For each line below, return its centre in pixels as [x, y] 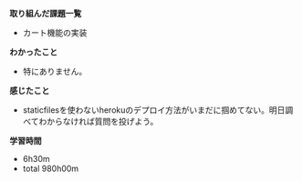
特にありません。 [55, 71]
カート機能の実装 [55, 33]
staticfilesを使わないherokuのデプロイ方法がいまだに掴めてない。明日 [154, 110]
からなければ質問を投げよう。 [103, 121]
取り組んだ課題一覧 [46, 13]
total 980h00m [51, 168]
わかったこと [33, 52]
